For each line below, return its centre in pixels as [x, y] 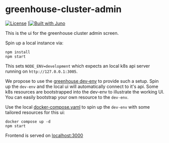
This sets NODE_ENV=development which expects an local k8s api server [78, 66]
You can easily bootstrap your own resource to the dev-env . [67, 97]
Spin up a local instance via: [34, 43]
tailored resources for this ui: [35, 112]
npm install [18, 52]
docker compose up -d [28, 122]
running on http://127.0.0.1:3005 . [42, 71]
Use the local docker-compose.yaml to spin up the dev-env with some [78, 107]
